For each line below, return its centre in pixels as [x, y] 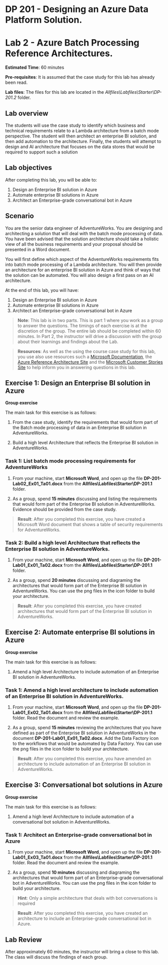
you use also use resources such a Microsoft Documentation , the [85, 357]
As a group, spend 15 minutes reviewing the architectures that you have [87, 728]
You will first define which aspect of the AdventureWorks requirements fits [82, 259]
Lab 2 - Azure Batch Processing [72, 43]
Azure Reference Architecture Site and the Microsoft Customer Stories [90, 362]
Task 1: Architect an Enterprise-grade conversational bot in [78, 835]
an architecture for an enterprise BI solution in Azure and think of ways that [83, 270]
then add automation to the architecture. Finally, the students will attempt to [83, 141]
